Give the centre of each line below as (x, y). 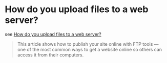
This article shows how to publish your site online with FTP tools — (88, 44)
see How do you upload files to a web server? (53, 34)
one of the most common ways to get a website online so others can (90, 49)
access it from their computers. (50, 55)
